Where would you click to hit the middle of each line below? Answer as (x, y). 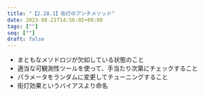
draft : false (26, 39)
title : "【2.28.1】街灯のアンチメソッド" (61, 13)
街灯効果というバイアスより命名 (62, 86)
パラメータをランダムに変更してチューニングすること (92, 77)
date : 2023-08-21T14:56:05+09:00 (55, 20)
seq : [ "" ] (21, 33)
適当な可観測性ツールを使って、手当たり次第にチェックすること (108, 68)
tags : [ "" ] (23, 26)
